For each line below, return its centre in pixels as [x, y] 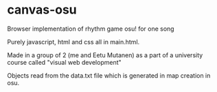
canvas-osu [42, 10]
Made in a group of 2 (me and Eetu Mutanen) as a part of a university [105, 55]
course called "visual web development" [64, 62]
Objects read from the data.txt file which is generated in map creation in [109, 75]
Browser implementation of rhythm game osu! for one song [91, 29]
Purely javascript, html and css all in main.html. [73, 42]
